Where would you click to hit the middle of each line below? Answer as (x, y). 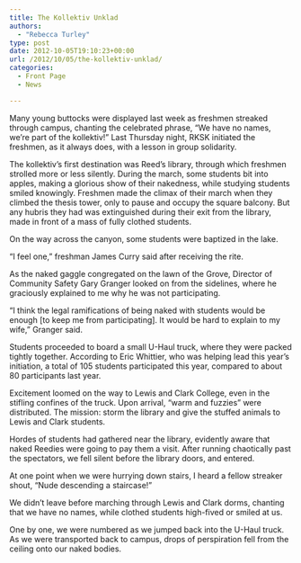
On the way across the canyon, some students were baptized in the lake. (144, 238)
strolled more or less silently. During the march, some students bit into (139, 174)
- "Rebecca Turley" (54, 34)
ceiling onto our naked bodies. (66, 549)
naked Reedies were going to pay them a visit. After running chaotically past (150, 448)
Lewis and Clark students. (58, 421)
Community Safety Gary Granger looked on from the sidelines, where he (143, 283)
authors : (26, 26)
